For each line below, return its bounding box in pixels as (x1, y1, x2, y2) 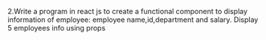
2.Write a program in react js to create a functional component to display (7, 7, 248, 16)
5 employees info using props (7, 24, 106, 32)
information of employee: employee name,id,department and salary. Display (7, 15, 259, 24)
